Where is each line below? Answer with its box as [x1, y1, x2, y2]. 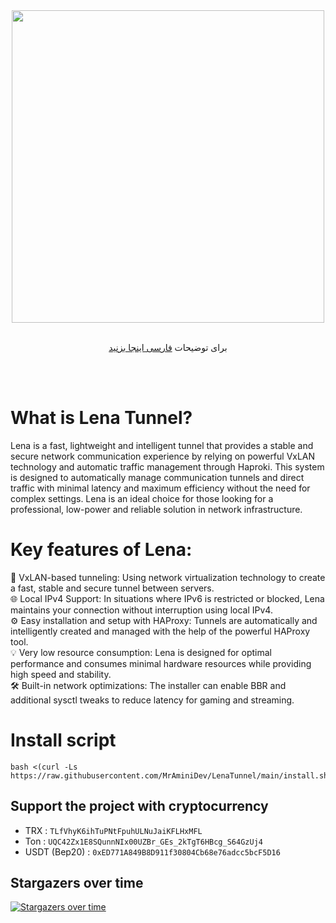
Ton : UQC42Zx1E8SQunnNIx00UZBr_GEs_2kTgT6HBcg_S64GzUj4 [24, 835, 263, 847]
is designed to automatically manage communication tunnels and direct [10, 471, 305, 483]
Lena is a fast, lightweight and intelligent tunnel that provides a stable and [10, 439, 314, 451]
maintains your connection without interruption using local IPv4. [10, 604, 273, 616]
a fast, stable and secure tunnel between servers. [10, 582, 215, 594]
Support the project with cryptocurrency [10, 798, 269, 815]
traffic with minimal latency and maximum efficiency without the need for [10, 482, 311, 494]
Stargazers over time [10, 875, 144, 892]
